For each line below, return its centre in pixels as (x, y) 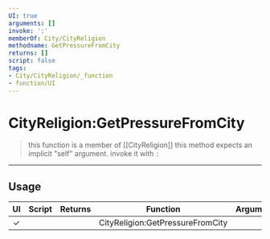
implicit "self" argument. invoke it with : (94, 154)
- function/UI (32, 83)
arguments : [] (32, 23)
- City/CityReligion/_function (61, 76)
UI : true (23, 16)
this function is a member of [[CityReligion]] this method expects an (140, 145)
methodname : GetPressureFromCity (64, 46)
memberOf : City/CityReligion (57, 38)
